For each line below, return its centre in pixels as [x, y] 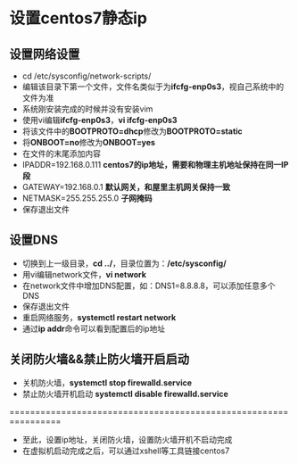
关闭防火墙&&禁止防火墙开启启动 [99, 359]
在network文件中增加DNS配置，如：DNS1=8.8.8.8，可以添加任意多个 [149, 286]
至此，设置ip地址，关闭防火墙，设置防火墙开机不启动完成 [127, 439]
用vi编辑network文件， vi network [84, 274]
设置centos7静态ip [78, 18]
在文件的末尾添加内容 [61, 153]
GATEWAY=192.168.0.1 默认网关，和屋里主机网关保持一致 [126, 187]
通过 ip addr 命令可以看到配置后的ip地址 [94, 328]
